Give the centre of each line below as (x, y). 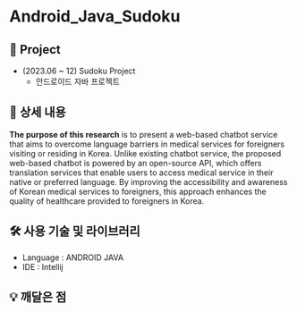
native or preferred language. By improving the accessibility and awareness (148, 181)
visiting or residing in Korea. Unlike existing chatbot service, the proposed (145, 153)
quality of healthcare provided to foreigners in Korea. (107, 201)
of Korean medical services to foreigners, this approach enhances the (138, 191)
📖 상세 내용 (38, 112)
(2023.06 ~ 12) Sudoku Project (79, 71)
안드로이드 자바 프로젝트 (78, 81)
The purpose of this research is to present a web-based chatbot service (144, 134)
